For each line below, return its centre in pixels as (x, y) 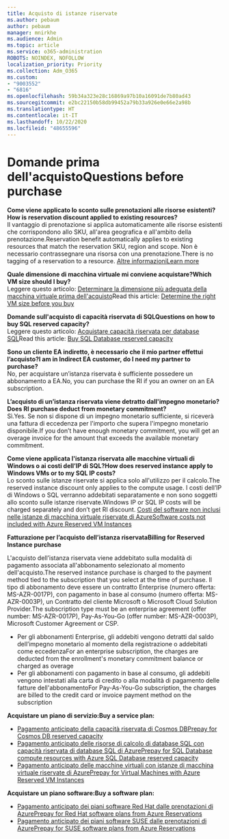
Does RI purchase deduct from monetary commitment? (87, 409)
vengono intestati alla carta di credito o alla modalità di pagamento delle (118, 681)
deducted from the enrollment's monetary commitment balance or (110, 659)
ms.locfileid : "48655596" (44, 128)
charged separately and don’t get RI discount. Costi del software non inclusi (114, 510)
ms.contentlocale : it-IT (42, 115)
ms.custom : (23, 77)
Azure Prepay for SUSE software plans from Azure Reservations (106, 828)
